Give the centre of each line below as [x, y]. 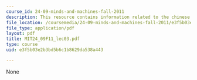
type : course [22, 45]
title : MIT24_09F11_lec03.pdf [43, 39]
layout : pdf [21, 34]
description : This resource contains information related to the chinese [98, 17]
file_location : [25, 22]
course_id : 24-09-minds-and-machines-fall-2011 [65, 11]
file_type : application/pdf [40, 28]
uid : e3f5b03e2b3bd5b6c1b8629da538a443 [55, 50]
